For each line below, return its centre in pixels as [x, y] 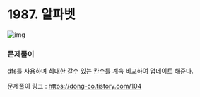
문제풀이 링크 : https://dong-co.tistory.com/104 [75, 86]
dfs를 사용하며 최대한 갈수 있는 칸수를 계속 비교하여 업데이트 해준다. [100, 71]
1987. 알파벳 [41, 15]
